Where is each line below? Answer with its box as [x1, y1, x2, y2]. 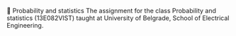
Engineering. [6, 21, 44, 29]
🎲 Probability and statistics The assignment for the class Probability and [6, 7, 217, 15]
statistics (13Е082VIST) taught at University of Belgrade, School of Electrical [6, 14, 230, 22]
